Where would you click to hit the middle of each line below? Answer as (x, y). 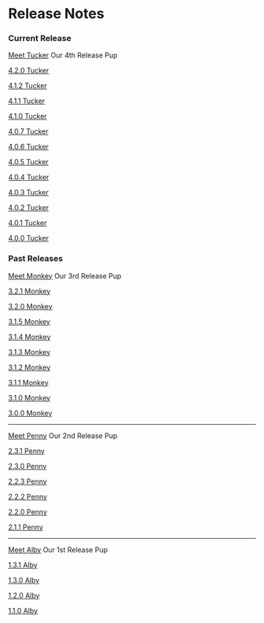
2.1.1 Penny (26, 527)
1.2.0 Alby (24, 595)
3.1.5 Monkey (29, 321)
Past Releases (36, 259)
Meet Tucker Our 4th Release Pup (63, 55)
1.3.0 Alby (24, 580)
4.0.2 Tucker (29, 208)
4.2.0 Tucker (29, 71)
